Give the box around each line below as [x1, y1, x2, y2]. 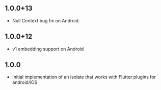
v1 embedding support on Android [12, 46, 84, 52]
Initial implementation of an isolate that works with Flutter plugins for [12, 74, 156, 80]
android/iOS [12, 79, 38, 85]
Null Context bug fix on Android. [12, 17, 80, 23]
